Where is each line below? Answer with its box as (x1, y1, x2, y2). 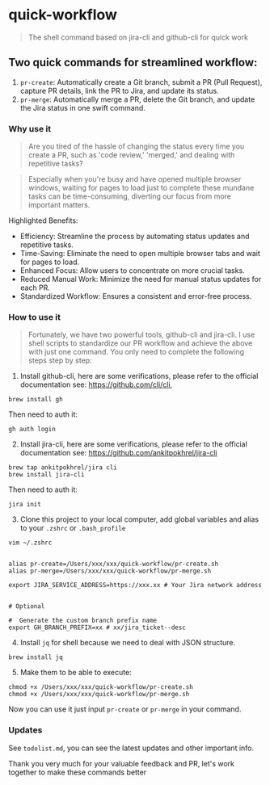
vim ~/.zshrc (8, 539, 53, 547)
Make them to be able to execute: (19, 668, 132, 678)
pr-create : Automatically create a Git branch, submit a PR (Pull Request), (19, 77, 263, 86)
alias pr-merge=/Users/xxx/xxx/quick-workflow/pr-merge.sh (8, 567, 212, 575)
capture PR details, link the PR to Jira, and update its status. (19, 86, 220, 95)
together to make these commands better (8, 767, 147, 777)
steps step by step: (27, 355, 92, 365)
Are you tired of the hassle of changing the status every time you (27, 141, 245, 151)
